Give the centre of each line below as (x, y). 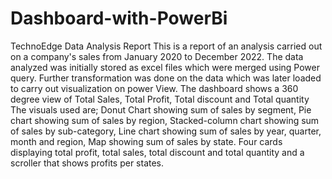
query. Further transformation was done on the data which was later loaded (166, 78)
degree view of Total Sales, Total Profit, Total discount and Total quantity (160, 99)
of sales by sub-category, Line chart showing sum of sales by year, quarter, (166, 131)
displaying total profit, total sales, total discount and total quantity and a (157, 152)
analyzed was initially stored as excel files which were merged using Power (165, 67)
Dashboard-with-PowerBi (119, 18)
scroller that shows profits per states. (87, 163)
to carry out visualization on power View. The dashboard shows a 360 (154, 88)
